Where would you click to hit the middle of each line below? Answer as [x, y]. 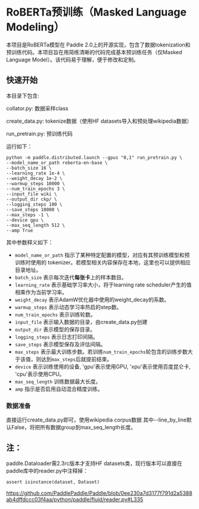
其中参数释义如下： [30, 242]
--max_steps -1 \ [28, 215]
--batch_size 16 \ [29, 168]
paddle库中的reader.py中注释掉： [47, 470]
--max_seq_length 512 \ [36, 225]
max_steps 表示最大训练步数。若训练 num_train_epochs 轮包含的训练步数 [101, 351]
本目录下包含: [23, 95]
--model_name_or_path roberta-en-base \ [57, 163]
